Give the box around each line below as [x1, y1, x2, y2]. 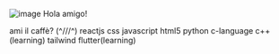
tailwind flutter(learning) [47, 35, 136, 45]
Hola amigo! [43, 9, 88, 19]
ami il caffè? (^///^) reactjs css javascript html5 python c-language [9, 26, 254, 35]
